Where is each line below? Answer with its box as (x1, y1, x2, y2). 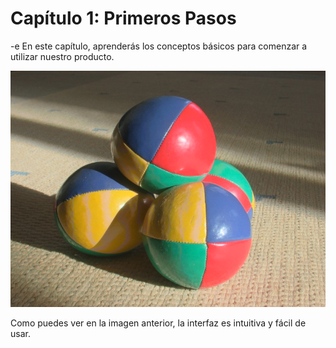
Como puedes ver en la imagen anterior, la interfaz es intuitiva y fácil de (10, 317, 307, 329)
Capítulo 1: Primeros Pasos (10, 7, 237, 30)
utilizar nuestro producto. (10, 50, 115, 62)
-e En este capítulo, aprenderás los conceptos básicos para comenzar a (10, 40, 308, 52)
